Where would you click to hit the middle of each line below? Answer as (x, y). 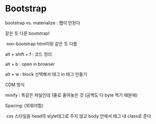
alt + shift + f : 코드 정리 (29, 54)
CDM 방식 (15, 85)
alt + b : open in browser (30, 64)
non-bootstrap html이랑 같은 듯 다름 (42, 44)
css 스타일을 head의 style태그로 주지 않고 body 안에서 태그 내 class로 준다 (79, 116)
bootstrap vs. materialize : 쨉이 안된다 (43, 23)
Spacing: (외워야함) (24, 105)
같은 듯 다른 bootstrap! (27, 33)
